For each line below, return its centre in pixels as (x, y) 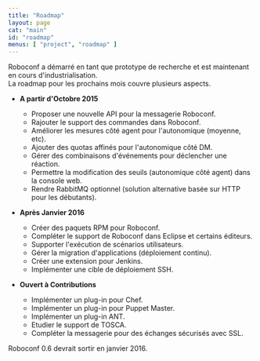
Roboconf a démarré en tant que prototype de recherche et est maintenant (128, 67)
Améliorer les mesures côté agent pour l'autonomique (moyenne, (136, 131)
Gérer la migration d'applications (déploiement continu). (121, 253)
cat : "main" (27, 30)
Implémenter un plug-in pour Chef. (87, 300)
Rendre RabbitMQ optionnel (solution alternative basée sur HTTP (136, 189)
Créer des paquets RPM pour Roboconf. (96, 228)
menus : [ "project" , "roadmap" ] (63, 45)
